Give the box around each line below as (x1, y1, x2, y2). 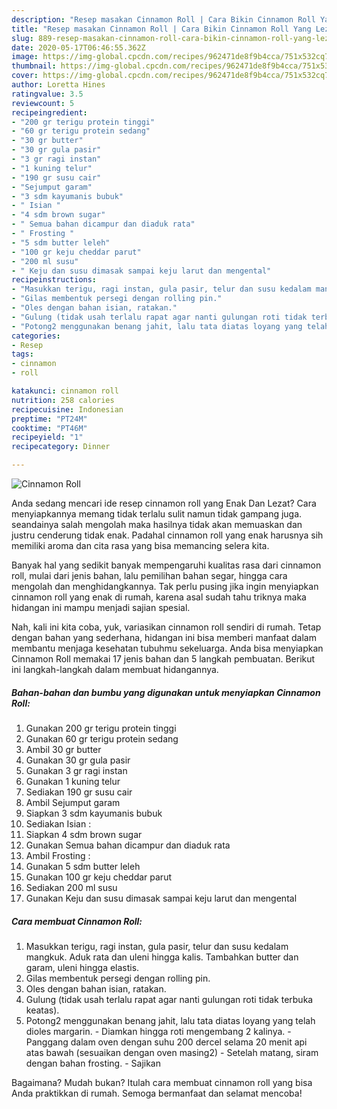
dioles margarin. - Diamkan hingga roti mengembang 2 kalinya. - (25, 1025, 292, 1037)
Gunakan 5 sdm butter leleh (25, 860, 141, 872)
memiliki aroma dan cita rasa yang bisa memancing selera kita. (11, 540, 270, 551)
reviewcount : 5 (11, 98, 75, 108)
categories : (11, 331, 61, 341)
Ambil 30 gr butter (25, 743, 102, 755)
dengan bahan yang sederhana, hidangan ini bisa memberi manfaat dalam (11, 632, 317, 643)
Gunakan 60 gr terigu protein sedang (25, 732, 179, 745)
